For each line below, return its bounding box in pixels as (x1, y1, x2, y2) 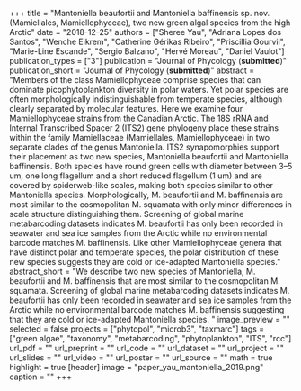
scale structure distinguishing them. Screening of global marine (9, 209, 244, 219)
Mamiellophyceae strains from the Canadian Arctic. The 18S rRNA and (9, 113, 269, 123)
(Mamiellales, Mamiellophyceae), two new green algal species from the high (9, 17, 291, 28)
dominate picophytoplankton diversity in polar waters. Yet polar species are (9, 85, 289, 95)
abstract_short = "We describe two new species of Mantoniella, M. (9, 266, 256, 277)
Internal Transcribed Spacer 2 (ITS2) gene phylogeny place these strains (9, 123, 279, 133)
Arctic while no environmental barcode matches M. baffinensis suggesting (9, 305, 285, 314)
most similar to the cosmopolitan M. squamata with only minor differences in (9, 199, 292, 210)
